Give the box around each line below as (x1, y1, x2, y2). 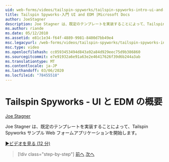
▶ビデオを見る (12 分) (5, 140, 51, 146)
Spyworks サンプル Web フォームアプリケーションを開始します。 (5, 129, 140, 136)
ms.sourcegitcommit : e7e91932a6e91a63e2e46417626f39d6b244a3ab (5, 54, 141, 59)
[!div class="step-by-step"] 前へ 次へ (17, 151, 95, 157)
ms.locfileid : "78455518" (5, 73, 59, 78)
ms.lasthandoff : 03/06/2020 (5, 68, 64, 73)
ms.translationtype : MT (5, 59, 55, 64)
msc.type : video (5, 45, 39, 50)
